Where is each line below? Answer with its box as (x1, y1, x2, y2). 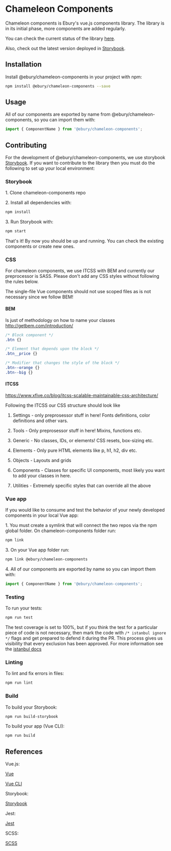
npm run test (5, 615, 33, 620)
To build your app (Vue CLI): (5, 723, 65, 729)
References (5, 747, 43, 756)
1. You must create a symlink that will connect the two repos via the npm (5, 522, 157, 529)
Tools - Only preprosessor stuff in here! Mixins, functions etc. (12, 428, 142, 433)
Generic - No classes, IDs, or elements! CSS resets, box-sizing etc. (12, 438, 154, 443)
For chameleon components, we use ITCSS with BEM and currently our (5, 268, 155, 274)
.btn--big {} (5, 369, 33, 375)
